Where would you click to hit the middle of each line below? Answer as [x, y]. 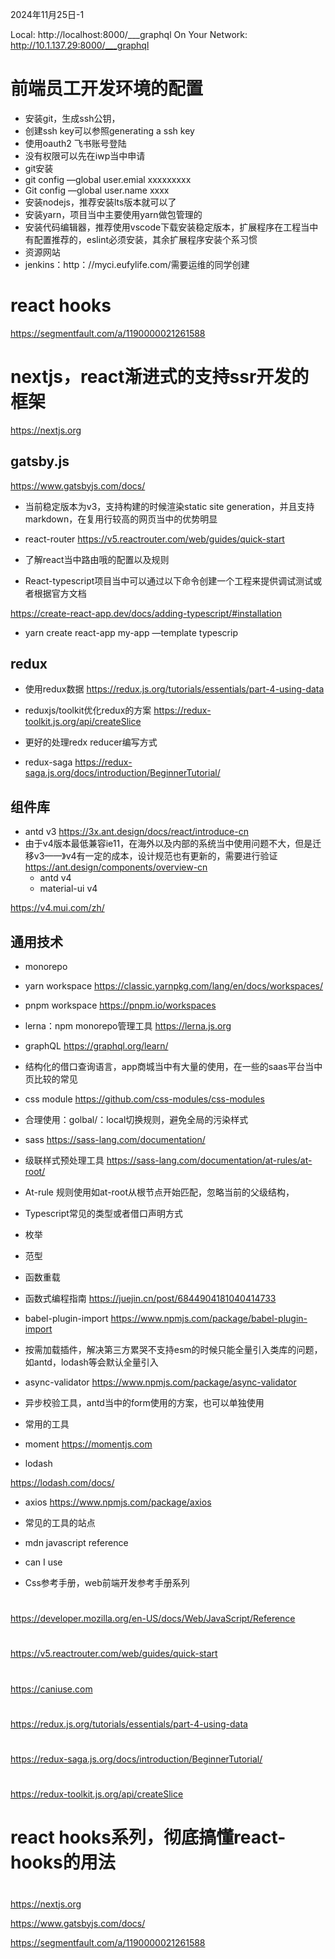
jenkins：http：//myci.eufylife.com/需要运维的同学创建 [137, 264]
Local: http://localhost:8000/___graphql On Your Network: [129, 34]
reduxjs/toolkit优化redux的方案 [88, 710]
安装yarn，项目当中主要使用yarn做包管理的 [113, 214]
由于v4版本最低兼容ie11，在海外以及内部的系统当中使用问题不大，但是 [168, 844]
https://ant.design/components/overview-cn [116, 867]
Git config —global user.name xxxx [97, 190]
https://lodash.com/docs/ [62, 1483]
